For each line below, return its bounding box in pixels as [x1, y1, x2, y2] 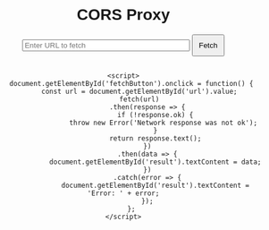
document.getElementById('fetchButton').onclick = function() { [8, 79, 254, 88]
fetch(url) [119, 95, 160, 104]
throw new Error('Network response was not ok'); [69, 118, 257, 127]
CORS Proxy [76, 5, 171, 24]
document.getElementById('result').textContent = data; [48, 158, 262, 166]
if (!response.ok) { [117, 110, 194, 119]
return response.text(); [108, 133, 202, 143]
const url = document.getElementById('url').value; [41, 87, 239, 96]
